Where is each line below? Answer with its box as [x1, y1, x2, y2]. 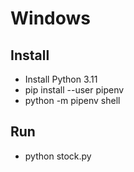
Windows [10, 7, 91, 30]
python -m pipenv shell [24, 95, 121, 106]
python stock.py [24, 150, 92, 162]
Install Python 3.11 [24, 73, 98, 85]
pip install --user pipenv [24, 84, 125, 96]
